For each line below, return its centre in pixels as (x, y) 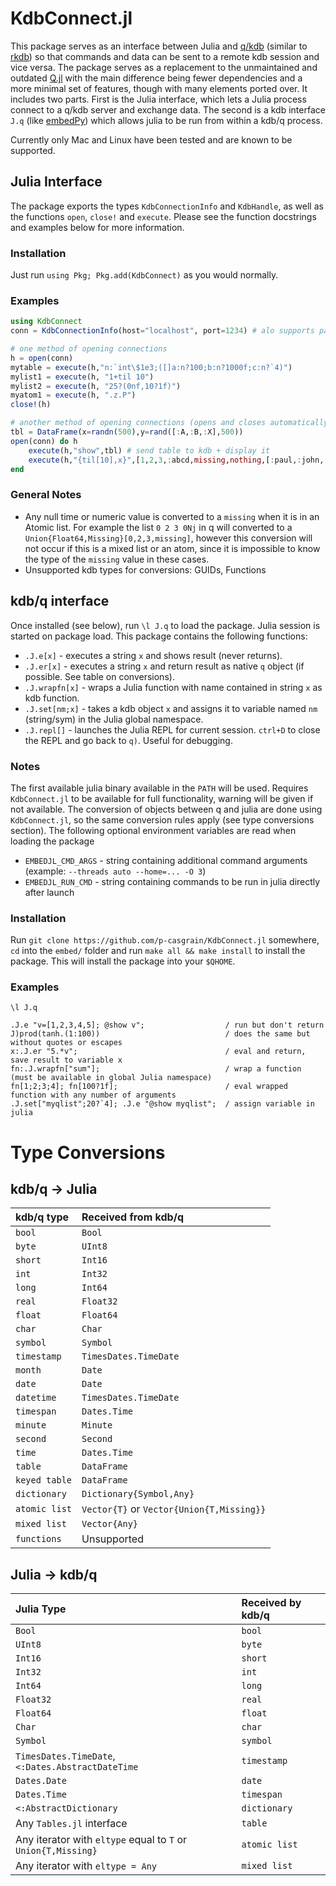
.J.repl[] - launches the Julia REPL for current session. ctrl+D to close (172, 729)
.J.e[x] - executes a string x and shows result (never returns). (153, 655)
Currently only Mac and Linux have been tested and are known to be (151, 139)
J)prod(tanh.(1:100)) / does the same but (160, 1034)
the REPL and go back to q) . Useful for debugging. (128, 740)
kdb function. (52, 698)
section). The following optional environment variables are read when (153, 830)
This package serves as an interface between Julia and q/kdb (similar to (159, 46)
